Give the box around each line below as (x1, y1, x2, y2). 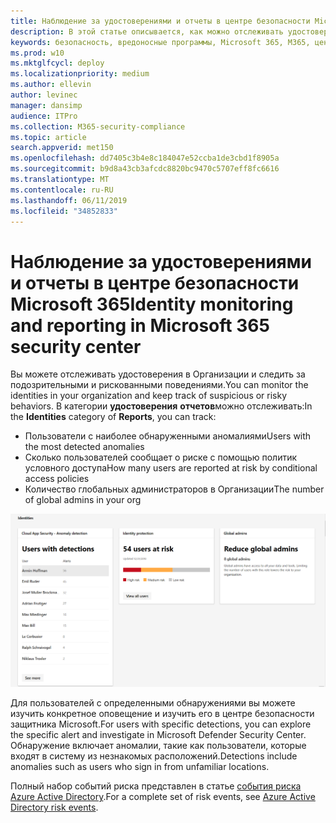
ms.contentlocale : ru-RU (10, 185, 114, 195)
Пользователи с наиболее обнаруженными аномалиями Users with (24, 430, 312, 442)
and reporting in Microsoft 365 (10, 314, 270, 337)
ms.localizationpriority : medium (10, 69, 150, 79)
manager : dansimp (10, 100, 83, 110)
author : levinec (10, 90, 78, 100)
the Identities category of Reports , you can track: (10, 411, 217, 423)
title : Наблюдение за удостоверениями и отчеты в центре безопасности (10, 16, 311, 26)
